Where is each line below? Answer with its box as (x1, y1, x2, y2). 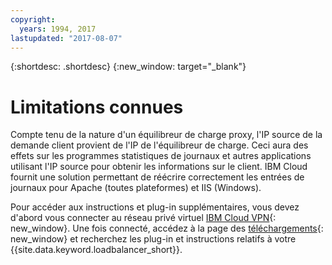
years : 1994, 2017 (19, 24, 97, 34)
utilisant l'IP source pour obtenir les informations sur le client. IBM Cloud (10, 161, 308, 173)
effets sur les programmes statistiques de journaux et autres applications (10, 150, 312, 162)
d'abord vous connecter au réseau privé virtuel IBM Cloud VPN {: (10, 212, 277, 224)
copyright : (10, 14, 56, 25)
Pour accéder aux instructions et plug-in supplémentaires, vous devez (10, 201, 300, 213)
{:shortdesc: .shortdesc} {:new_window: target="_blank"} (10, 61, 247, 73)
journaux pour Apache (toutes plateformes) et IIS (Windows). (10, 182, 262, 194)
